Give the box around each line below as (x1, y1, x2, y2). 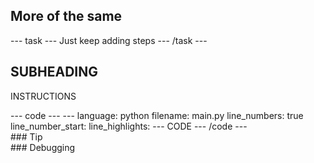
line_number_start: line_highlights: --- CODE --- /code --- (10, 120, 248, 132)
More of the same (10, 8, 123, 25)
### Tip (10, 130, 43, 143)
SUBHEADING (10, 64, 98, 81)
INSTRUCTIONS (10, 90, 77, 102)
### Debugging (10, 141, 76, 153)
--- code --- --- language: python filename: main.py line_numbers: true (10, 109, 304, 121)
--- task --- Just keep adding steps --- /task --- (10, 34, 208, 46)
